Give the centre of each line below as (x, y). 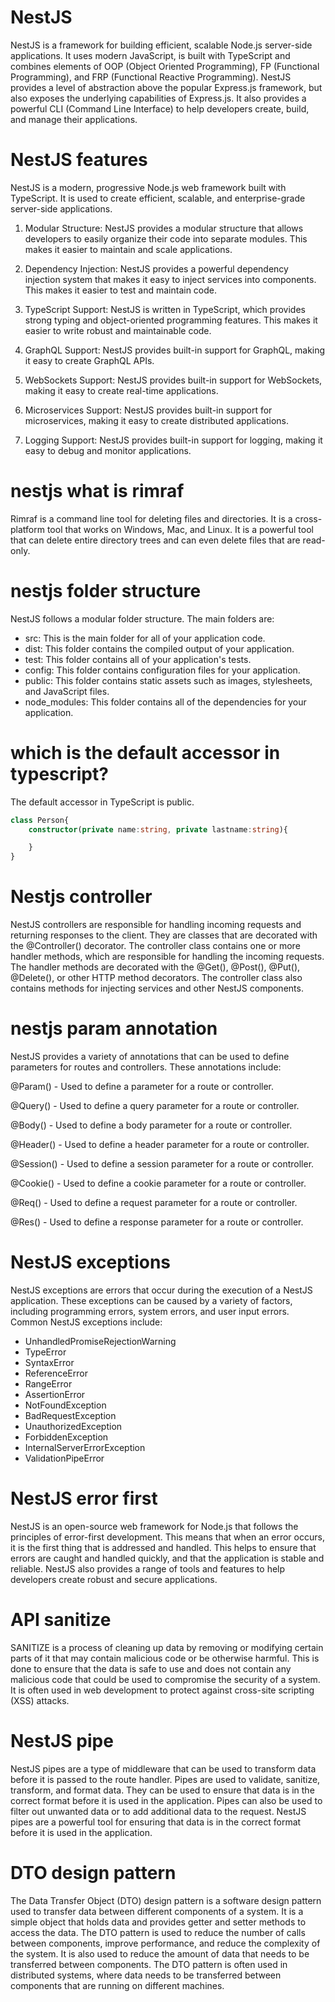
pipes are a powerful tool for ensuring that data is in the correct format (156, 1822)
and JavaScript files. (67, 691)
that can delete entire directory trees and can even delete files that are (155, 540)
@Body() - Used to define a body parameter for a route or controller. (151, 1125)
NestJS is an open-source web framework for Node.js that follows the (154, 1526)
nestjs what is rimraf (97, 491)
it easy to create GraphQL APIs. (89, 360)
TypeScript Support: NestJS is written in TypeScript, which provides (165, 309)
